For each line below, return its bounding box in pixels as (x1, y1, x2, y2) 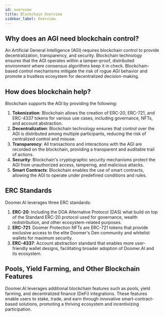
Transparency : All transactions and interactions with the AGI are (12, 141, 142, 147)
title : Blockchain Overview (5, 12, 63, 17)
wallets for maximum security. (12, 235, 73, 241)
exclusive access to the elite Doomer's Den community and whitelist (12, 229, 150, 235)
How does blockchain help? (5, 88, 91, 96)
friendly (12, 245, 28, 251)
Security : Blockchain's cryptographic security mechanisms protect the (12, 157, 156, 162)
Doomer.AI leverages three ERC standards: (5, 199, 92, 205)
